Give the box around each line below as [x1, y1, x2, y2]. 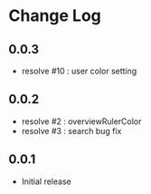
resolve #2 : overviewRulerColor [21, 115, 142, 127]
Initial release [21, 176, 71, 187]
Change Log [8, 5, 101, 26]
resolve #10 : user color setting [21, 65, 137, 76]
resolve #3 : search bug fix [21, 125, 122, 136]
